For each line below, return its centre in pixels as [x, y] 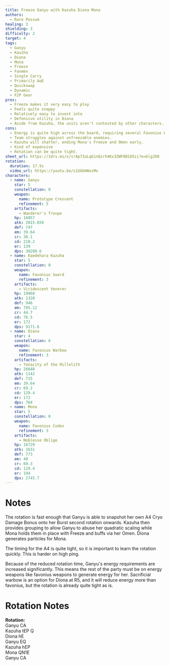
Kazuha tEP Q [19, 631]
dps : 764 [24, 402]
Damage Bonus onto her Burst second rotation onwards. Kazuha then [78, 523]
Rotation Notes [37, 606]
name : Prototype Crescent [46, 199]
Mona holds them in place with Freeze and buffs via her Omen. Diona [77, 533]
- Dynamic [20, 90]
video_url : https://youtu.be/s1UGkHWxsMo [54, 171]
